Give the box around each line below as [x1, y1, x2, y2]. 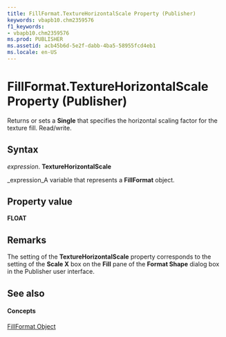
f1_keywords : [7, 23, 45, 30]
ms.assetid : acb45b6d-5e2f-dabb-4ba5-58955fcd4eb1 [7, 42, 156, 49]
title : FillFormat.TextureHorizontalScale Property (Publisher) [7, 10, 196, 17]
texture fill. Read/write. [7, 123, 73, 132]
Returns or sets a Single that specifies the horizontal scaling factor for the [7, 116, 218, 125]
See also [7, 287, 45, 299]
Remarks [7, 234, 47, 246]
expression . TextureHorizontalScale [7, 162, 112, 171]
